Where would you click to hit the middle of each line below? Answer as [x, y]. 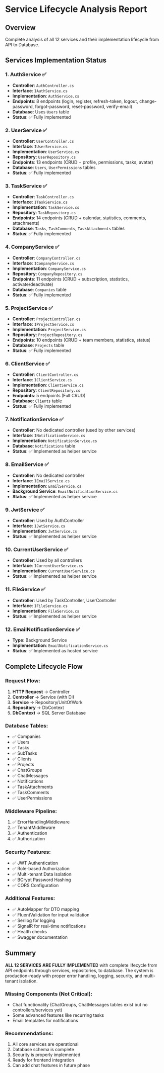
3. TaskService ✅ [26, 186]
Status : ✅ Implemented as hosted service [55, 650]
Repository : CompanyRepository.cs [47, 273]
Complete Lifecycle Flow [44, 667]
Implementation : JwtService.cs [45, 531]
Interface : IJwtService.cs [39, 526]
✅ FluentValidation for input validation [51, 915]
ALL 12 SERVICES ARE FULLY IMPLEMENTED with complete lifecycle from [81, 965]
